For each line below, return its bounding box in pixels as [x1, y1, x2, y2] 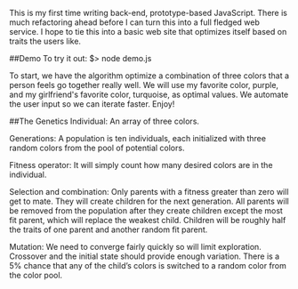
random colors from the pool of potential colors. [9, 142, 185, 153]
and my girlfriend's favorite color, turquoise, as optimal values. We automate [9, 89, 289, 100]
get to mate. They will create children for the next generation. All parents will [9, 196, 289, 206]
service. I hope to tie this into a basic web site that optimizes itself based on [9, 27, 287, 36]
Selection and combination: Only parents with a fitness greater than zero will [9, 187, 289, 197]
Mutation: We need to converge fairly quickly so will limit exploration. [9, 242, 262, 252]
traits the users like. [9, 36, 82, 46]
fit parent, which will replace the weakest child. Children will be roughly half [9, 215, 286, 225]
